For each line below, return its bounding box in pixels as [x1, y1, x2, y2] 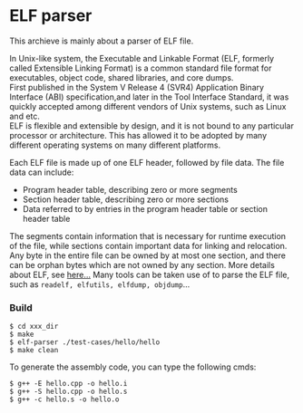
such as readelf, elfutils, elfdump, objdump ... [9, 278, 191, 290]
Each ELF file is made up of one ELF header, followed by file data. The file [9, 157, 285, 168]
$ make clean [9, 346, 59, 355]
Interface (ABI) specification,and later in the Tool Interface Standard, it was [9, 91, 289, 102]
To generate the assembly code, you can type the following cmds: [9, 361, 257, 372]
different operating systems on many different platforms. [9, 139, 220, 150]
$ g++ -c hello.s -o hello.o [9, 395, 120, 404]
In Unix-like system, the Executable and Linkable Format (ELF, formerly [9, 53, 275, 63]
